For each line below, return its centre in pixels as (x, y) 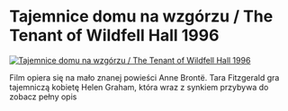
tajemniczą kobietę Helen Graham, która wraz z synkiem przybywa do (139, 87)
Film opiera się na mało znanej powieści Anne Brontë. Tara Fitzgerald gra (144, 77)
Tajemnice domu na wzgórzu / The (141, 17)
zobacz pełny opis (43, 97)
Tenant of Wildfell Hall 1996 (114, 35)
